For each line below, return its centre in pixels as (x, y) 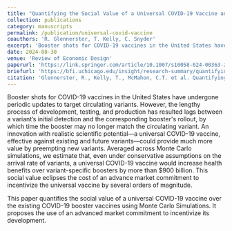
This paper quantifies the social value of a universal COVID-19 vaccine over (115, 199)
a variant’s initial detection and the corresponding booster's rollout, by (107, 119)
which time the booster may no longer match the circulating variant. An (108, 127)
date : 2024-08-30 (32, 52)
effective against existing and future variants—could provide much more (110, 141)
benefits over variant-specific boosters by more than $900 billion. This (108, 170)
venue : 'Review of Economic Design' (60, 59)
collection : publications (44, 20)
